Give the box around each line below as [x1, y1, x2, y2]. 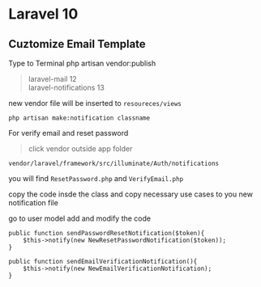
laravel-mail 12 [28, 74, 77, 83]
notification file [8, 198, 58, 207]
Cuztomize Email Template [8, 37, 146, 51]
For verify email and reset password [8, 129, 129, 137]
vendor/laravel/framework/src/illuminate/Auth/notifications [8, 159, 220, 167]
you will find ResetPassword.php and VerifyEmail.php [8, 174, 184, 183]
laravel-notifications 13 [28, 82, 105, 92]
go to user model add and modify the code [8, 213, 152, 223]
